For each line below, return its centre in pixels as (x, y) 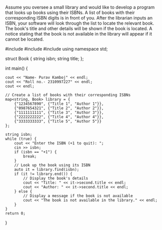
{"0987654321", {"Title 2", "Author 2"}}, (59, 108)
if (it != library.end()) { (43, 174)
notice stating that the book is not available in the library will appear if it (79, 34)
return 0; (15, 213)
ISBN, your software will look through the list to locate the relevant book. (80, 23)
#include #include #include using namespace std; (56, 49)
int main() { (17, 68)
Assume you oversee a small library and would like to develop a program (80, 7)
